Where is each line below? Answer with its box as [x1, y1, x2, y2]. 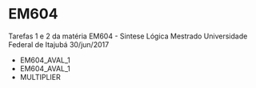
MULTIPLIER [19, 72, 62, 82]
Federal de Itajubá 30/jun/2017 [8, 39, 110, 49]
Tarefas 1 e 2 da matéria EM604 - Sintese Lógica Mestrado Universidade [8, 31, 248, 41]
